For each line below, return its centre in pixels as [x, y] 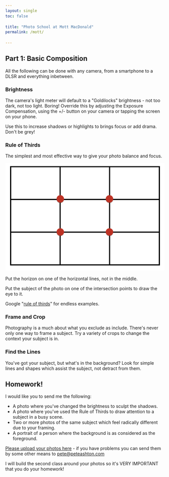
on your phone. [21, 117]
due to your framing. [34, 428]
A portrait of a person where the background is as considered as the [84, 433]
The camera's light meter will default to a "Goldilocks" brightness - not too [83, 100]
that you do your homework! [35, 469]
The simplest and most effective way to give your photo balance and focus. [84, 156]
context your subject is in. [32, 339]
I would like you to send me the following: [49, 396]
